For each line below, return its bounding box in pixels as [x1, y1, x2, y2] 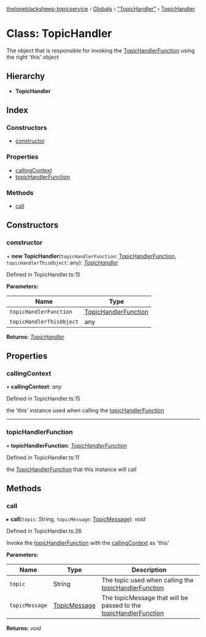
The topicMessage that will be [101, 594, 188, 602]
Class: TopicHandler [6, 27, 112, 40]
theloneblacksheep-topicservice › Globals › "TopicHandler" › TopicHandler [6, 6, 195, 12]
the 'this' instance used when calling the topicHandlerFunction [6, 407, 164, 414]
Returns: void [6, 625, 42, 632]
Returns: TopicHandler [6, 333, 65, 341]
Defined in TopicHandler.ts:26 [6, 527, 82, 535]
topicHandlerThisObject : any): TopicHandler [6, 258, 118, 266]
